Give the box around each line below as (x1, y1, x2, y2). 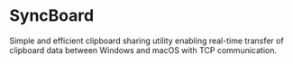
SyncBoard (9, 5, 95, 26)
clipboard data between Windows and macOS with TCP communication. (9, 44, 278, 55)
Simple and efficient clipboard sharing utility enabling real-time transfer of (9, 35, 284, 46)
